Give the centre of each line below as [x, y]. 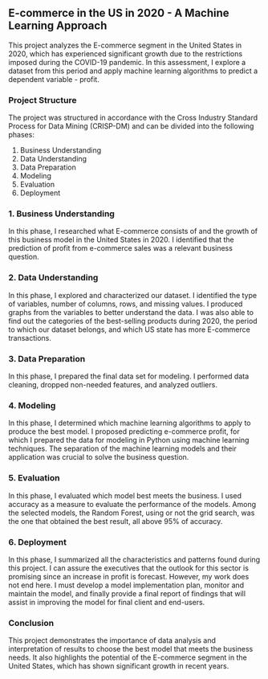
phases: [21, 135]
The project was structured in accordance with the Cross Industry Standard [133, 118]
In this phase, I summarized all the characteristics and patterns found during [134, 559]
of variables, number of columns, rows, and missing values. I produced [126, 304]
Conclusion [31, 623]
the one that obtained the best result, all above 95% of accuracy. [116, 521]
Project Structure [43, 100]
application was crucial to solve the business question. [99, 457]
